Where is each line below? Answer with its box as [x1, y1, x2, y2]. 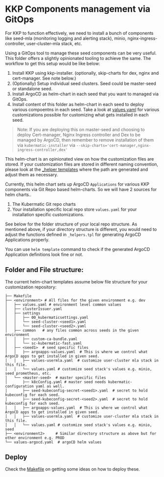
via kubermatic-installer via [17, 142, 76, 148]
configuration [5, 384, 34, 389]
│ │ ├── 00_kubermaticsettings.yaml [5, 315, 89, 320]
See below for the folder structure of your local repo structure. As [5, 221, 138, 227]
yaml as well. [36, 384, 65, 389]
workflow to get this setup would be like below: [5, 60, 100, 66]
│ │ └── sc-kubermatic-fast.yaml [5, 340, 82, 346]
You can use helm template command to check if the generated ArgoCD [5, 246, 150, 252]
